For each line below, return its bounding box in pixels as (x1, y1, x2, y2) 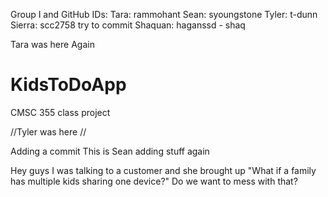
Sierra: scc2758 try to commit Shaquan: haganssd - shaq (10, 19, 246, 31)
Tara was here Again (10, 39, 95, 50)
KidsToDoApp (10, 74, 127, 96)
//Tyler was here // (10, 125, 87, 138)
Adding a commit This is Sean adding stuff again (10, 145, 210, 157)
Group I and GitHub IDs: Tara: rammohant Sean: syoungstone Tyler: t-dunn (10, 9, 318, 20)
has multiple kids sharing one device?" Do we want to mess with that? (10, 175, 298, 187)
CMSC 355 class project (10, 106, 111, 118)
